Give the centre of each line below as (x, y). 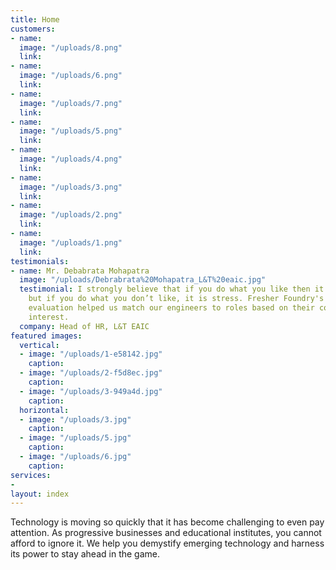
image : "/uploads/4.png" (71, 159)
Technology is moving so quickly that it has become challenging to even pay (167, 522)
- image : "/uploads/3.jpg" (75, 419)
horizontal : (44, 410)
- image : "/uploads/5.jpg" (75, 438)
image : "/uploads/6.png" (71, 76)
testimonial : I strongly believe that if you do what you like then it (172, 289)
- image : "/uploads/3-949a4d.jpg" (91, 391)
